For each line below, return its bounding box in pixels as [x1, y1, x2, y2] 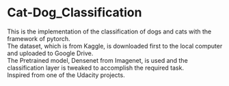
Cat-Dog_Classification [7, 5, 142, 20]
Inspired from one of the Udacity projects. [7, 70, 125, 79]
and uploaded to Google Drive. [7, 49, 94, 57]
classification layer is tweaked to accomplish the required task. [7, 63, 185, 72]
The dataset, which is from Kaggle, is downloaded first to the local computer [7, 42, 223, 50]
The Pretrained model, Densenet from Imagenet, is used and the [7, 56, 188, 64]
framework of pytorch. [7, 34, 70, 42]
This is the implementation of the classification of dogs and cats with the [7, 27, 212, 35]
